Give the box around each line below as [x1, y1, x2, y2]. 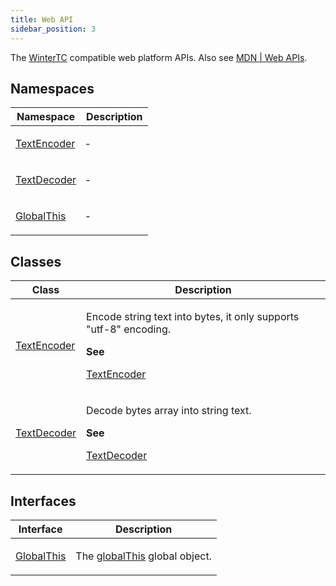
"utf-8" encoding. [86, 322, 172, 336]
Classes [10, 253, 62, 270]
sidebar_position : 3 [10, 24, 97, 34]
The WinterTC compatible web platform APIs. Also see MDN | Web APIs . [10, 51, 308, 63]
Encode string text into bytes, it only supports [86, 310, 300, 324]
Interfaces [10, 492, 77, 510]
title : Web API [10, 14, 74, 25]
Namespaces [10, 80, 95, 97]
